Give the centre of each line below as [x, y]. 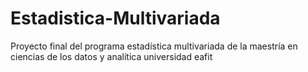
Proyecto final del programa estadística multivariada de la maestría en [154, 46]
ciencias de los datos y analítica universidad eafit [111, 56]
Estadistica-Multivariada [115, 18]
